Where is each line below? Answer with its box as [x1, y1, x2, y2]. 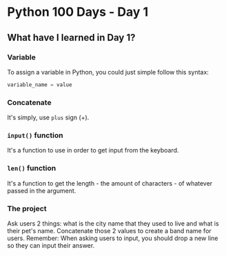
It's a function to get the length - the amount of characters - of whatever [7, 179, 213, 187]
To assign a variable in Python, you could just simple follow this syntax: [7, 68, 209, 76]
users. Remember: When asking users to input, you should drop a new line [7, 234, 218, 242]
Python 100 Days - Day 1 [7, 4, 149, 20]
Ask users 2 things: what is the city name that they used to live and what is [7, 219, 219, 228]
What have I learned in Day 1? [7, 32, 136, 43]
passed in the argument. [7, 186, 76, 195]
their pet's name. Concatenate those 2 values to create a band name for [7, 226, 212, 235]
